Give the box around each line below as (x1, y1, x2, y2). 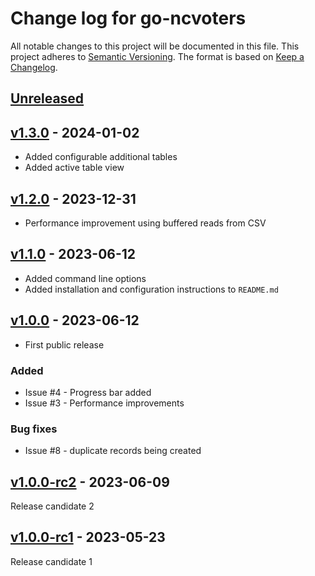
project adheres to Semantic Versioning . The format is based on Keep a (10, 50, 305, 62)
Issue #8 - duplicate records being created (24, 445, 202, 457)
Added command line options (24, 272, 147, 284)
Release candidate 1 (10, 555, 93, 567)
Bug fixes (10, 422, 58, 436)
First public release (24, 338, 105, 351)
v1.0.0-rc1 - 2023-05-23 (10, 529, 166, 546)
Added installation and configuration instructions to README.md (24, 283, 279, 295)
